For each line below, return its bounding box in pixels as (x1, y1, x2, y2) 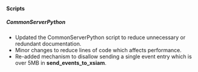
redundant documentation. (14, 40, 81, 47)
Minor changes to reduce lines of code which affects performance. (14, 46, 182, 53)
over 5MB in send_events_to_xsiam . (14, 59, 107, 66)
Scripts (6, 5, 25, 12)
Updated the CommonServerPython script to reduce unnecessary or (14, 34, 186, 41)
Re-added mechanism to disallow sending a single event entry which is (14, 53, 192, 60)
